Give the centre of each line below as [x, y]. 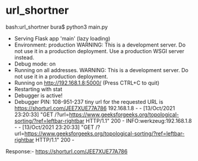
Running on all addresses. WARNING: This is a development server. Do [101, 70]
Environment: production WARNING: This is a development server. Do [100, 45]
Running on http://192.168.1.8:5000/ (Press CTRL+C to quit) [87, 83]
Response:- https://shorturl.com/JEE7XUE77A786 [67, 151]
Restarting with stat [38, 89]
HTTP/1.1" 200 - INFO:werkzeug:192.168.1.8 [139, 120]
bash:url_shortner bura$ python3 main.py [57, 27]
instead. [24, 57]
